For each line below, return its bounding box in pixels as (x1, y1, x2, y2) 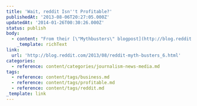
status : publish (6, 25, 46, 31)
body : (6, 31, 20, 37)
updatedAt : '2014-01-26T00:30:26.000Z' (6, 19, 105, 25)
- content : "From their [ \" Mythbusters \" (11, 36, 115, 42)
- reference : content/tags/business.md (11, 74, 110, 80)
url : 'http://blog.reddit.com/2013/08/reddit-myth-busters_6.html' (11, 52, 182, 58)
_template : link (6, 91, 46, 97)
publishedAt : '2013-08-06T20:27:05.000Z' (6, 14, 110, 20)
